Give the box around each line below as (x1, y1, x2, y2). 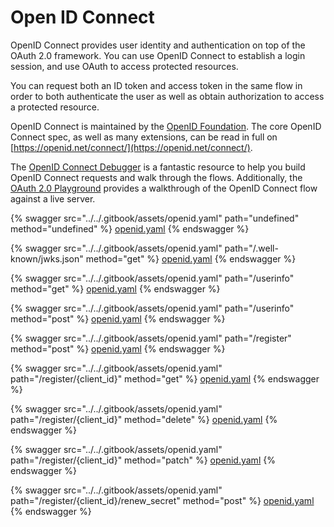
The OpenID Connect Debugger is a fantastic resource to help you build (10, 161, 306, 173)
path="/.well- (224, 242, 279, 254)
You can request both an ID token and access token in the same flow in (10, 79, 303, 91)
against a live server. (10, 192, 96, 205)
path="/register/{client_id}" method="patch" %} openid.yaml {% (10, 454, 276, 466)
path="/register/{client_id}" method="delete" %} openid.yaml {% (10, 413, 278, 425)
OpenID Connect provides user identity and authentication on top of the (10, 39, 306, 51)
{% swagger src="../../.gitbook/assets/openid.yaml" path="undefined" (10, 212, 300, 224)
